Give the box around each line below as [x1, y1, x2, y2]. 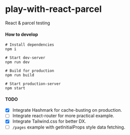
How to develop [5, 31, 38, 37]
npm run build [5, 73, 35, 78]
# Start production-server [5, 81, 61, 86]
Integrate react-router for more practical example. [12, 113, 115, 119]
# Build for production [5, 68, 55, 73]
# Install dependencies [5, 42, 55, 48]
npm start [5, 86, 26, 91]
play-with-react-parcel [5, 3, 102, 15]
